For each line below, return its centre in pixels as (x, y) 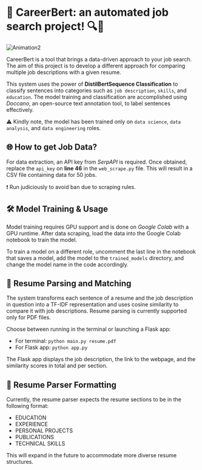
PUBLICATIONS (35, 437)
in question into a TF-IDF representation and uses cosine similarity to (93, 305)
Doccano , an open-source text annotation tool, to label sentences (89, 103)
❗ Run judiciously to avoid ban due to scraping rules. (71, 187)
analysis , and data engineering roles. (54, 128)
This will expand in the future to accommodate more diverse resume (92, 455)
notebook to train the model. (42, 240)
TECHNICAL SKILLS (40, 444)
